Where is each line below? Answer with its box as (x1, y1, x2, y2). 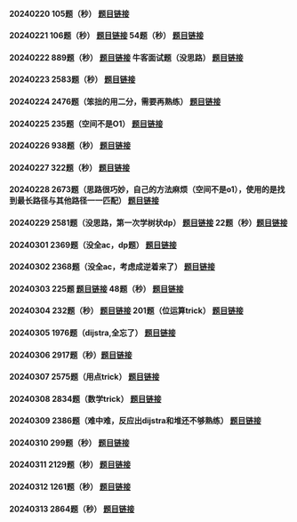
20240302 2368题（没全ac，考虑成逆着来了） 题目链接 (9, 261, 216, 272)
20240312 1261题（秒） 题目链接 (9, 481, 132, 493)
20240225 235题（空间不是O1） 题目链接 (9, 118, 164, 129)
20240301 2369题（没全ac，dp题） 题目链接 (9, 239, 177, 250)
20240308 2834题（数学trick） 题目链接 (9, 393, 162, 404)
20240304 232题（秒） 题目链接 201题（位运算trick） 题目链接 (9, 305, 244, 316)
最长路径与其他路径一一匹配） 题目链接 (16, 196, 160, 206)
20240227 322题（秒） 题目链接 (9, 162, 131, 173)
